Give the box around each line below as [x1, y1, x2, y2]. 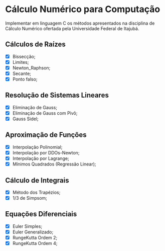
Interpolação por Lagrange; [12, 155, 69, 161]
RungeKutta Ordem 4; [12, 240, 58, 246]
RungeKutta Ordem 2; [12, 235, 58, 240]
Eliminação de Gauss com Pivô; [12, 110, 78, 116]
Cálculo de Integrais [5, 176, 69, 185]
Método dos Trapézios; [12, 189, 61, 195]
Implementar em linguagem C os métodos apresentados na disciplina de [5, 20, 155, 26]
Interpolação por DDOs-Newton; [12, 149, 80, 155]
